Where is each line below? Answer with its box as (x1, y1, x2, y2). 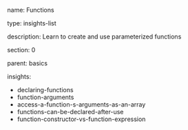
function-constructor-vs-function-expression (17, 115, 146, 123)
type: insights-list (7, 19, 56, 27)
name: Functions (7, 6, 54, 14)
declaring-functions (17, 86, 74, 94)
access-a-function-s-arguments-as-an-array (17, 100, 146, 109)
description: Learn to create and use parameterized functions (7, 32, 182, 41)
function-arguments (17, 93, 74, 101)
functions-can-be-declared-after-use (17, 108, 124, 116)
